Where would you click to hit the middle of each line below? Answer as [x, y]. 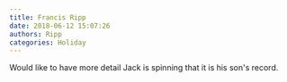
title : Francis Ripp [48, 17]
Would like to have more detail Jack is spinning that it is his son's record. [144, 68]
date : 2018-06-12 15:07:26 [60, 26]
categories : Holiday [48, 42]
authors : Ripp [36, 34]
